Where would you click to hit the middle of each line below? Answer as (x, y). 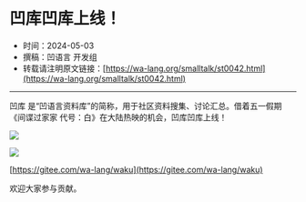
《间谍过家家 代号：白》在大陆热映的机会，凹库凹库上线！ (118, 117)
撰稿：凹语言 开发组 (60, 56)
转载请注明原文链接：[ (64, 68)
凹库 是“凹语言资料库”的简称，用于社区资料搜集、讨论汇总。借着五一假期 (146, 106)
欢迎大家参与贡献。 (46, 188)
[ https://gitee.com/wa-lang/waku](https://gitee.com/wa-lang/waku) (136, 169)
